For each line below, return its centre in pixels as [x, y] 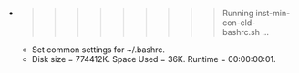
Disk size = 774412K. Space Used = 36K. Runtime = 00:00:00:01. [154, 59]
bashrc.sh [241, 32]
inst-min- [273, 13]
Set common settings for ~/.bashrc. [98, 50]
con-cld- [239, 23]
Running [238, 13]
